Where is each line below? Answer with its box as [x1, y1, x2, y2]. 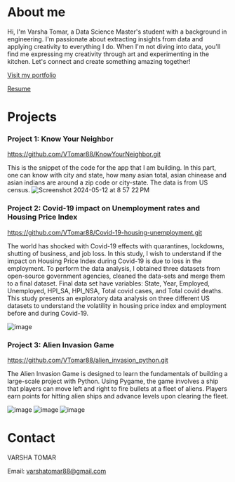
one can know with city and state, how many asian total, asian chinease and [7, 171, 227, 180]
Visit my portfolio [7, 71, 57, 79]
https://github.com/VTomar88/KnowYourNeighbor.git [7, 150, 161, 159]
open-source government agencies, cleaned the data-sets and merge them [7, 272, 226, 280]
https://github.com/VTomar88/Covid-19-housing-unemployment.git [7, 228, 202, 236]
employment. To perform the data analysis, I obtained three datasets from [7, 264, 221, 272]
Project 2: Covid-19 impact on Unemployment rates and [7, 203, 201, 213]
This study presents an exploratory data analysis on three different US [7, 294, 210, 302]
